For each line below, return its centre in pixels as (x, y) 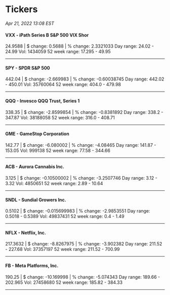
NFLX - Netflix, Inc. (26, 233)
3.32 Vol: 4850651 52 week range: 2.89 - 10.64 (54, 183)
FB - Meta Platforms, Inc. (32, 265)
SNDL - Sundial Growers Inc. (36, 200)
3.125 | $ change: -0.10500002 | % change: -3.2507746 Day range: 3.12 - (81, 178)
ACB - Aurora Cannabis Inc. (35, 167)
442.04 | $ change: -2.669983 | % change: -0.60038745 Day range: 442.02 (85, 79)
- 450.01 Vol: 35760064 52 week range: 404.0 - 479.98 (63, 85)
